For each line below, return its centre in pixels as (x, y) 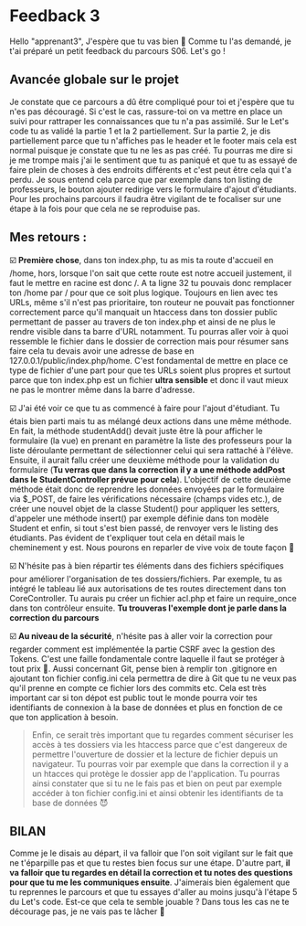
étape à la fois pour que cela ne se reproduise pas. (105, 208)
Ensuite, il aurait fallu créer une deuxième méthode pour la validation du (145, 460)
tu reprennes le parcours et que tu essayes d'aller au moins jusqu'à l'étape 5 (153, 892)
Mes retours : (48, 237)
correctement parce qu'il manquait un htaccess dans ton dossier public (144, 312)
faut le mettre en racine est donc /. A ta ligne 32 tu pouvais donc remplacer (151, 282)
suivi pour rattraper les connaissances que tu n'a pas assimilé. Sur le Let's (149, 121)
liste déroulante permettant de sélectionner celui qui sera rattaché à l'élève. (152, 450)
